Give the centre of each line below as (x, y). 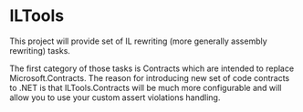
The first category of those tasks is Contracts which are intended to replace (152, 68)
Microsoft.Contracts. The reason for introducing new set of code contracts (150, 77)
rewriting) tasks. (40, 50)
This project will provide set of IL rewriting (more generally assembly (138, 41)
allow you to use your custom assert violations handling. (115, 97)
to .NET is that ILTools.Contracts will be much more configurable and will (146, 87)
